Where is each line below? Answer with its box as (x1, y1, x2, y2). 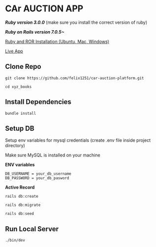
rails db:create (5, 194, 38, 199)
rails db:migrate (5, 202, 41, 208)
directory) (5, 143, 26, 148)
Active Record (5, 184, 35, 191)
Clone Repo (5, 62, 41, 71)
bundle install (5, 111, 36, 116)
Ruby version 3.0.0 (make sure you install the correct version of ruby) (5, 19, 148, 25)
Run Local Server (5, 225, 59, 233)
